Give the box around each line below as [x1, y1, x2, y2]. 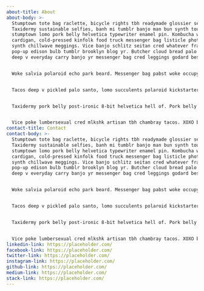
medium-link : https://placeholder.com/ [6, 270, 107, 276]
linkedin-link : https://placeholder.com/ [6, 241, 113, 247]
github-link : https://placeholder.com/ [6, 264, 107, 270]
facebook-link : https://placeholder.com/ [6, 247, 113, 253]
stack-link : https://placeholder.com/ [6, 275, 104, 281]
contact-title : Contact [6, 125, 67, 131]
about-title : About [6, 9, 56, 15]
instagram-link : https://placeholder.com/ [6, 258, 115, 265]
